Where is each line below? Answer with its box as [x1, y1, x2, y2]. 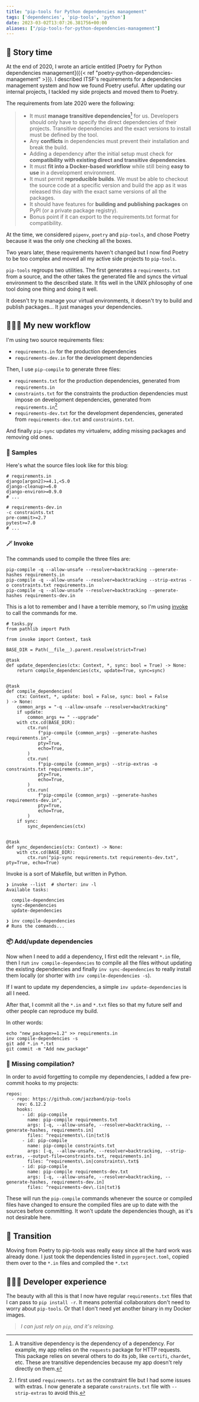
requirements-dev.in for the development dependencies [14, 354, 153, 361]
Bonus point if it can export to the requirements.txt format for [29, 213, 179, 220]
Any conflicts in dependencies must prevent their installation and [29, 137, 190, 144]
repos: [6, 1091, 23, 1097]
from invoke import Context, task [6, 636, 92, 642]
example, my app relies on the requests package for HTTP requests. [14, 1346, 182, 1353]
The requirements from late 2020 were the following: [6, 100, 135, 107]
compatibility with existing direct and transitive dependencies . [29, 156, 188, 163]
